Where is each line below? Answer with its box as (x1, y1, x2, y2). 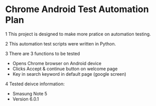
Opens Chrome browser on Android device (12, 60, 102, 66)
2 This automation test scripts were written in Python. (5, 40, 116, 46)
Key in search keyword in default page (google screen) (12, 71, 127, 77)
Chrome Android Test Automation (5, 4, 149, 15)
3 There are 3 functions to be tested (5, 50, 81, 57)
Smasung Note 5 (12, 90, 48, 96)
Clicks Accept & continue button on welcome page (12, 66, 118, 72)
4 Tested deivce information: (5, 81, 65, 87)
